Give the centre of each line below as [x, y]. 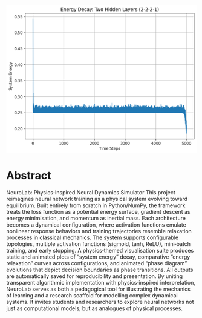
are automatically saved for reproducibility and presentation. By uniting [95, 276]
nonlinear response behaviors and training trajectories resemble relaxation [99, 231]
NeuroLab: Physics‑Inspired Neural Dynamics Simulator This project [91, 193]
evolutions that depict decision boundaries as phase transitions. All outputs [100, 270]
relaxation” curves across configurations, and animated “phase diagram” [97, 263]
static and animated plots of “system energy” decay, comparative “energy [98, 257]
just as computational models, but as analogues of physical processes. [95, 308]
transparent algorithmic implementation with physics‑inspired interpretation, [101, 283]
